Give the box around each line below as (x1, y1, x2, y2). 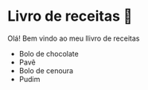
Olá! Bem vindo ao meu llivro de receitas (7, 33, 140, 43)
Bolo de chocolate (18, 49, 79, 58)
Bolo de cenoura (18, 65, 73, 75)
